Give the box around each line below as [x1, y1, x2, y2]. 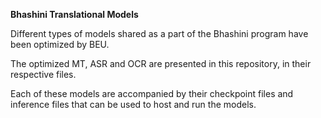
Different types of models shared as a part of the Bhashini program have [10, 28, 309, 39]
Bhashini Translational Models [10, 9, 139, 20]
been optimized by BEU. [10, 39, 110, 50]
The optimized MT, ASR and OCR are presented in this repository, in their [10, 58, 312, 69]
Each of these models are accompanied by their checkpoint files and [10, 88, 294, 99]
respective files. [10, 69, 77, 80]
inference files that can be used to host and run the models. [10, 99, 257, 110]
